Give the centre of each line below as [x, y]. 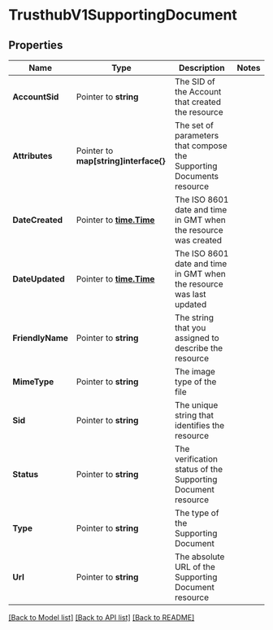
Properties [36, 45]
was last [190, 294]
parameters [197, 136]
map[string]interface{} [121, 161]
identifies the [199, 425]
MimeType [33, 382]
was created [198, 240]
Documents [197, 176]
